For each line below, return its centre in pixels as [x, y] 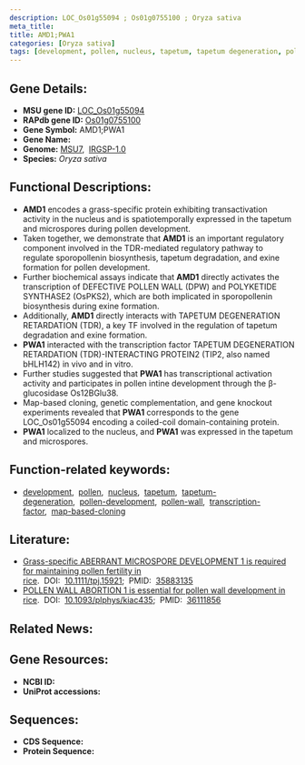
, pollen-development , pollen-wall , [139, 501]
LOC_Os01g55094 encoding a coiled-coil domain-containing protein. [151, 422]
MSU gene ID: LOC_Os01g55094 [84, 110]
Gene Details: [49, 89]
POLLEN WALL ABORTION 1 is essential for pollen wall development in [154, 590]
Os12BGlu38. [94, 393]
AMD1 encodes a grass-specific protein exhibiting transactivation [145, 209]
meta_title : [32, 26]
